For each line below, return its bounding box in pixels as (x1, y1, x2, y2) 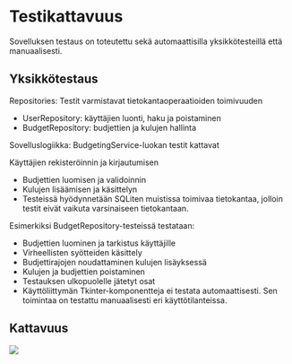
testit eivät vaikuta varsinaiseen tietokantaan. (21, 203, 190, 213)
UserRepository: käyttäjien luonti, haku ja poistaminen (21, 112, 221, 123)
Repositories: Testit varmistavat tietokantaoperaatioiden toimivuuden (9, 95, 262, 106)
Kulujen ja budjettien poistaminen (21, 266, 146, 277)
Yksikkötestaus (9, 72, 99, 87)
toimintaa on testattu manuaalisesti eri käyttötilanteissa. (21, 294, 228, 306)
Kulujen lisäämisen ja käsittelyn (21, 184, 138, 195)
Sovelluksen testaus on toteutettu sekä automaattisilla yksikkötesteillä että (9, 36, 283, 47)
